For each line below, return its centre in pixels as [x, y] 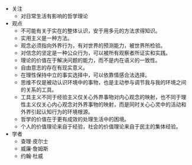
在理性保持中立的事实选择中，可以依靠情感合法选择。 [85, 75]
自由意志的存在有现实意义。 [54, 67]
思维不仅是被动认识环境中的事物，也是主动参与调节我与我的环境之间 [103, 82]
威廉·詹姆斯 [34, 148]
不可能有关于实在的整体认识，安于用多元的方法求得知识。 [90, 31]
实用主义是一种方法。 [46, 38]
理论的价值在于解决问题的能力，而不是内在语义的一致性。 [90, 60]
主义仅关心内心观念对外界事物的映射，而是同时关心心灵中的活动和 [106, 104]
